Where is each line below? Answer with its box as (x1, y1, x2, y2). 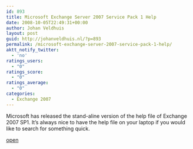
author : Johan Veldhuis (6, 25, 65, 31)
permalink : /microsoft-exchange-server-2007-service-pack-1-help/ (6, 42, 172, 48)
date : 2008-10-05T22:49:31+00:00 (6, 19, 88, 25)
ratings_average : (6, 80, 49, 86)
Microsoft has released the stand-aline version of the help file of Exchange (6, 112, 187, 120)
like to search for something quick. (6, 125, 90, 132)
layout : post (6, 31, 38, 37)
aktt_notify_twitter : (6, 47, 59, 53)
